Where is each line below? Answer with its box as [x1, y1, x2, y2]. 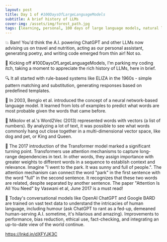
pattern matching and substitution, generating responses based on [5, 83, 142, 89]
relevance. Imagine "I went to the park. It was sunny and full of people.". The [5, 164, 162, 170]
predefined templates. [5, 88, 51, 94]
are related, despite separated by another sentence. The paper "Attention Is [5, 180, 160, 186]
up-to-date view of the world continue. [5, 222, 84, 228]
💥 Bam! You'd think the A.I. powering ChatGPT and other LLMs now [5, 39, 144, 45]
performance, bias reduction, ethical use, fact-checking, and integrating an [5, 216, 159, 222]
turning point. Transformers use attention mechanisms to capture [5, 148, 139, 154]
